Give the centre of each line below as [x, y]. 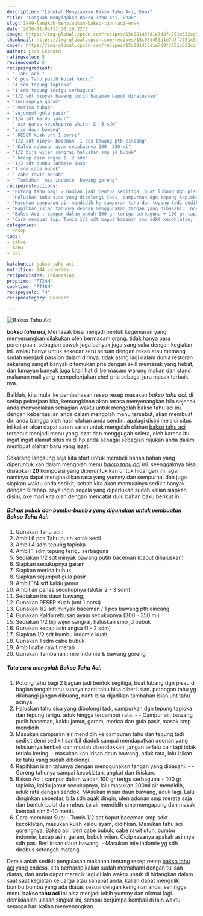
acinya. [24, 702]
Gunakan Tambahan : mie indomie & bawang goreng [81, 654]
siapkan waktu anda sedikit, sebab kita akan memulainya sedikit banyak [96, 484]
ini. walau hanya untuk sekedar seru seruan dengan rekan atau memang [96, 351]
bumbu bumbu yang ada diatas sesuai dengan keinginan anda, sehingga [97, 887]
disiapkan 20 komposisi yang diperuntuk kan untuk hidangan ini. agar [93, 471]
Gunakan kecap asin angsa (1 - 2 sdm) [63, 628]
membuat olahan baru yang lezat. [48, 446]
